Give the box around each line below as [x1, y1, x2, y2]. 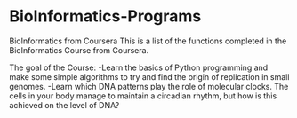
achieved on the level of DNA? [9, 99, 120, 110]
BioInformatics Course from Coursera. [9, 44, 149, 55]
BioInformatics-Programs [9, 6, 202, 27]
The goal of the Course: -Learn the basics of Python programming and [9, 62, 269, 73]
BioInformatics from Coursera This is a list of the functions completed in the [9, 35, 287, 46]
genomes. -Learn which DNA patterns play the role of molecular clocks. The [9, 81, 289, 91]
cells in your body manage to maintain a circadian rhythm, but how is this [9, 90, 277, 101]
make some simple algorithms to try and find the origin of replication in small [9, 71, 290, 82]
